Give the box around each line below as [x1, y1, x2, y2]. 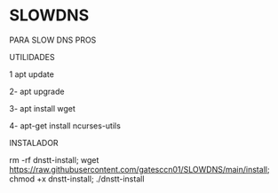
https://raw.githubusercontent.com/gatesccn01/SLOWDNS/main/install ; [9, 164, 270, 174]
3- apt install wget [9, 103, 75, 113]
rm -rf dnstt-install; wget [9, 154, 99, 165]
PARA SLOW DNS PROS [9, 35, 97, 45]
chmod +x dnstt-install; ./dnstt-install [9, 174, 145, 184]
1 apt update [9, 68, 55, 80]
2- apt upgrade [9, 86, 65, 96]
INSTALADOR [9, 137, 60, 148]
